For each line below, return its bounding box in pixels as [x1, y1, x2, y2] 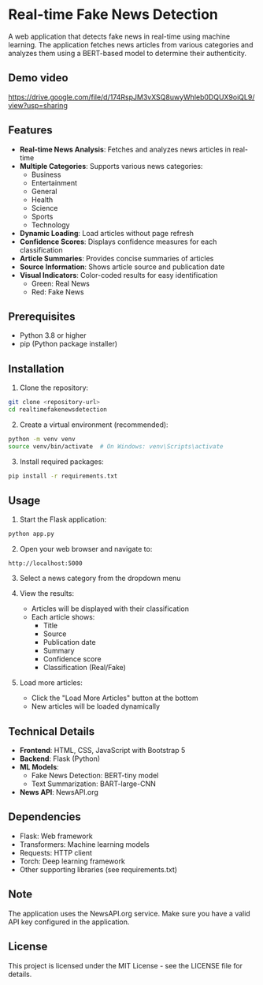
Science [31, 203, 58, 212]
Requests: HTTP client [19, 848, 93, 857]
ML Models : [19, 762, 59, 772]
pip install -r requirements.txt [8, 472, 118, 480]
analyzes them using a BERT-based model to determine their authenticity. [8, 48, 246, 58]
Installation [8, 361, 65, 376]
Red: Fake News [31, 287, 84, 297]
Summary [43, 646, 75, 656]
